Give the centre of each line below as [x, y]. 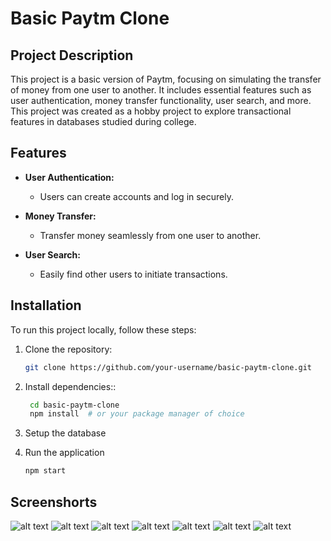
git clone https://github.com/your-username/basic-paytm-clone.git [168, 367]
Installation [46, 305]
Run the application [64, 453]
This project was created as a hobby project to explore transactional [151, 111]
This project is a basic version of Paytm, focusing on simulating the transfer [166, 79]
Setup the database [65, 433]
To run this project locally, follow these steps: [103, 329]
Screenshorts [54, 502]
